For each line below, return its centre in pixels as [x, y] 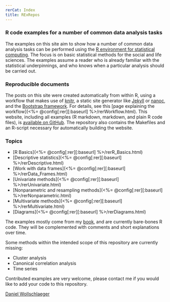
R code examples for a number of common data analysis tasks [84, 33]
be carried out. [21, 71]
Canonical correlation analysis [44, 263]
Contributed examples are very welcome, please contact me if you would [82, 278]
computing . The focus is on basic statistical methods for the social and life [83, 55]
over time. [16, 233]
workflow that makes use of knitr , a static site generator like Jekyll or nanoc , [86, 101]
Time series [25, 269]
